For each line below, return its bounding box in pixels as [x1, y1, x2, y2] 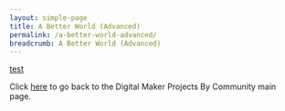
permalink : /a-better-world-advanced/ [9, 30, 157, 39]
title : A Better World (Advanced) [9, 22, 142, 31]
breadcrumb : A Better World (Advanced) [9, 38, 162, 48]
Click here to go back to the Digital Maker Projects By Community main [9, 81, 277, 92]
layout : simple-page [9, 13, 89, 23]
